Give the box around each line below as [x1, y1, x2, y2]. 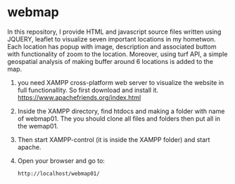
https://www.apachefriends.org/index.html [17, 93, 141, 102]
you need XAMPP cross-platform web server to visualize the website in [17, 78, 224, 86]
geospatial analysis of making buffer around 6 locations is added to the [7, 57, 213, 65]
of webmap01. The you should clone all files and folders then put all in [17, 114, 220, 123]
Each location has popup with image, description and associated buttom [7, 42, 217, 51]
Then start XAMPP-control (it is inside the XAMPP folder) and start [17, 135, 210, 144]
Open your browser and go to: [17, 156, 106, 165]
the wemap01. [17, 121, 58, 130]
